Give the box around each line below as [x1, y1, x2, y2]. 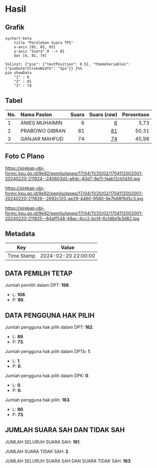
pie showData [5, 70, 32, 75]
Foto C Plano [5, 152, 45, 161]
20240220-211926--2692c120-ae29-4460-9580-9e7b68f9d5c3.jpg [5, 195, 144, 201]
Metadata [5, 230, 35, 238]
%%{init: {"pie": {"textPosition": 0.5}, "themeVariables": [5, 62, 131, 67]
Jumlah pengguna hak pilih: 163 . [5, 397, 71, 403]
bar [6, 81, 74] [14, 53, 48, 58]
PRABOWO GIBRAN [20, 127, 66, 134]
